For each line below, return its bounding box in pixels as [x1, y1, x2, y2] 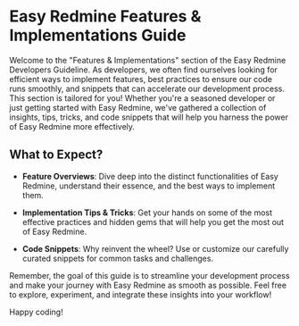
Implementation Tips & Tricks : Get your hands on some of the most [21, 207, 273, 218]
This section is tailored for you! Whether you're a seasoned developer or [9, 92, 276, 104]
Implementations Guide [9, 25, 187, 46]
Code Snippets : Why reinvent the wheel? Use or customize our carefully [21, 243, 289, 254]
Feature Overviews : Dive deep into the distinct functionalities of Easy [21, 171, 278, 181]
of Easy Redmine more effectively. [9, 121, 136, 131]
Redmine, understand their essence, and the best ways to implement [21, 180, 276, 191]
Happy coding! [9, 306, 64, 317]
